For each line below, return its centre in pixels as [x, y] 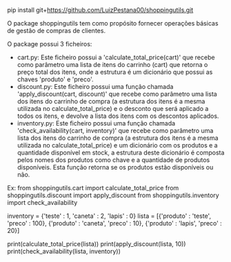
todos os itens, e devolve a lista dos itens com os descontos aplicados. [118, 116]
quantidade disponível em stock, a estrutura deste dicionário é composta [121, 152]
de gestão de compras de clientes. [56, 31]
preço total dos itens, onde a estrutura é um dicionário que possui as [115, 72]
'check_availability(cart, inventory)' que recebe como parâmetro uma [115, 131]
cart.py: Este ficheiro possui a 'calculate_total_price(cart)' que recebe [116, 57]
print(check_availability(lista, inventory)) [64, 251]
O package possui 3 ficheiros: [50, 44]
